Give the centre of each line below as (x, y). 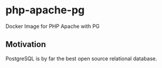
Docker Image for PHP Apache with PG (53, 26)
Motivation (26, 44)
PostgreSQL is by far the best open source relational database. (81, 58)
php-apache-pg (45, 10)
